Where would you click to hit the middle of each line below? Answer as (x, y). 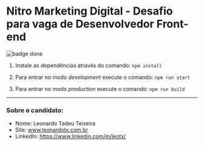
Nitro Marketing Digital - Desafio (90, 11)
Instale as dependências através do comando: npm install (88, 65)
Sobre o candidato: (35, 110)
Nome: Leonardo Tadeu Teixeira (55, 124)
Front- (172, 24)
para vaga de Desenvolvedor (80, 24)
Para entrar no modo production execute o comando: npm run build (100, 88)
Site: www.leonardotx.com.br (51, 130)
